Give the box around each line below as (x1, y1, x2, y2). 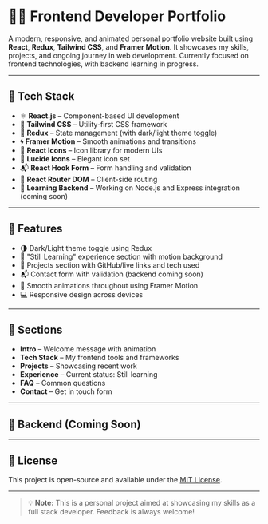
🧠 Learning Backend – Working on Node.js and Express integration (19, 183, 241, 193)
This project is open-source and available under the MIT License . (8, 475, 223, 484)
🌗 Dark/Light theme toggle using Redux (19, 243, 152, 252)
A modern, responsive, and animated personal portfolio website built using (8, 34, 254, 43)
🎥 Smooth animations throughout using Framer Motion (19, 280, 199, 290)
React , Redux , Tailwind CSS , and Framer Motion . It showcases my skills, (8, 42, 250, 51)
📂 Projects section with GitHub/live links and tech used (19, 260, 200, 270)
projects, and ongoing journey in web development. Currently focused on (8, 50, 250, 60)
